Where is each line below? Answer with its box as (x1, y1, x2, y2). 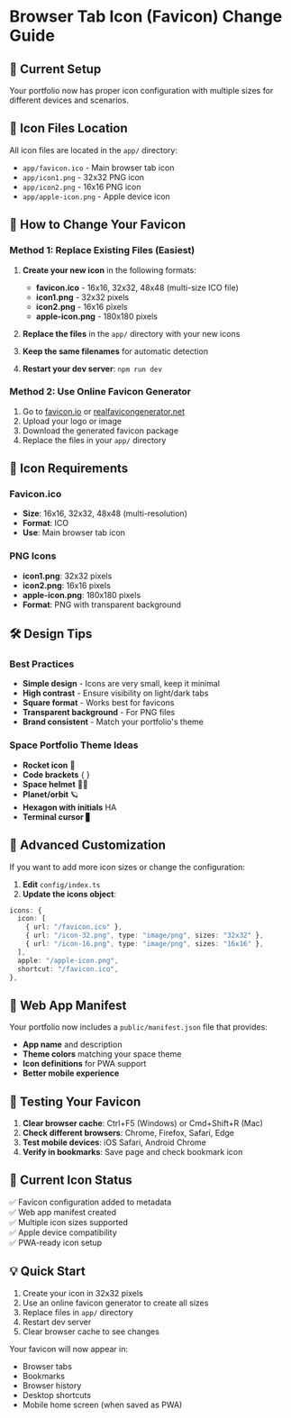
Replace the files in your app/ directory (22, 434, 167, 445)
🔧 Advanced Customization (9, 838, 167, 853)
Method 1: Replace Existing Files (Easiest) (9, 244, 196, 257)
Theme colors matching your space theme (22, 1049, 182, 1059)
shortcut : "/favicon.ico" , (17, 964, 119, 974)
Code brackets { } (22, 768, 90, 780)
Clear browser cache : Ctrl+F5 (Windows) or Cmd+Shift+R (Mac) (22, 1118, 264, 1129)
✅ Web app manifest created (9, 1206, 117, 1217)
